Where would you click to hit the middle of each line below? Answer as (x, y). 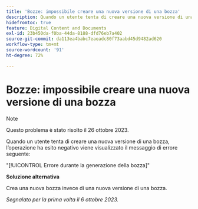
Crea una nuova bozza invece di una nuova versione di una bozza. (87, 188)
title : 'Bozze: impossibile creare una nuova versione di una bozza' (93, 11)
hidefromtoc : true (29, 22)
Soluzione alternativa (33, 177)
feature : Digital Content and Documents (57, 28)
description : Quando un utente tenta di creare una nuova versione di (95, 17)
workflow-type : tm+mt (33, 45)
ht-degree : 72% (25, 55)
